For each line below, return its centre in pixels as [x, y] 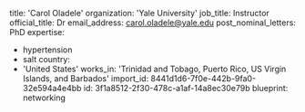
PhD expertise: [37, 32]
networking [44, 98]
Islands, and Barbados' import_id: [86, 79]
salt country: [46, 59]
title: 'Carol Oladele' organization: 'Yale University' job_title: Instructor [140, 13]
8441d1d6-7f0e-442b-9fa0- [203, 79]
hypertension [47, 50]
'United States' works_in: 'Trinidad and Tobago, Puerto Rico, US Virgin [154, 69]
